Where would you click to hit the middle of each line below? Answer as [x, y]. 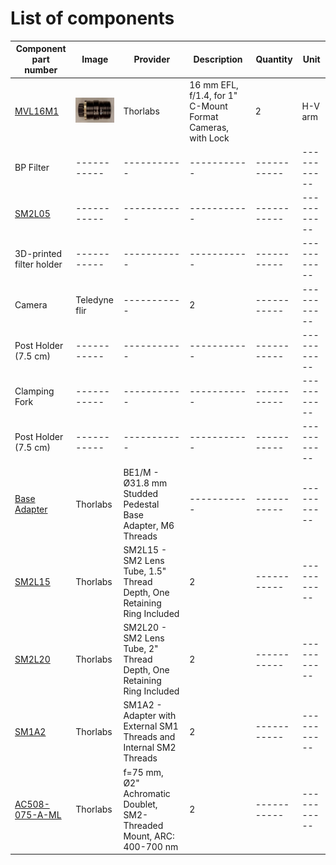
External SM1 [151, 726]
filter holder [38, 264]
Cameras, [209, 127]
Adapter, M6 [149, 525]
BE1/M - [141, 472]
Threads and [149, 737]
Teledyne [94, 299]
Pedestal [141, 504]
